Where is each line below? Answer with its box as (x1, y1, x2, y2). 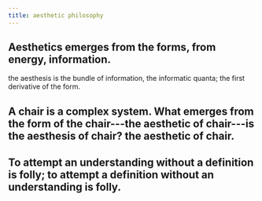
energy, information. (8, 53, 112, 67)
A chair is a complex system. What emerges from (8, 104, 254, 118)
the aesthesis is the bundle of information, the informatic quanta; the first (8, 74, 245, 83)
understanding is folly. (8, 181, 122, 194)
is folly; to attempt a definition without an (8, 168, 215, 181)
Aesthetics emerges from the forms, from (8, 41, 216, 54)
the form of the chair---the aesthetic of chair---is (8, 117, 255, 130)
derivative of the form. (8, 82, 81, 91)
